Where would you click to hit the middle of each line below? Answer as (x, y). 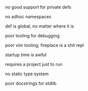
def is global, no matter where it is (40, 26)
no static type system (27, 74)
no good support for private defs (38, 7)
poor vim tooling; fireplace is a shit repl (45, 45)
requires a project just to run (34, 64)
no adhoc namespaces (28, 16)
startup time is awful (26, 55)
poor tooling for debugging (32, 36)
